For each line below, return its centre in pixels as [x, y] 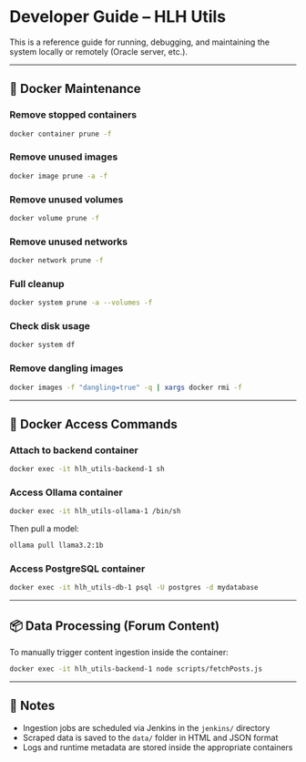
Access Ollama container [66, 492]
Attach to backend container [74, 450]
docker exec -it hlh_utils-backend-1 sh [87, 469]
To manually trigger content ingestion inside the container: [119, 653]
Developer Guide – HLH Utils [118, 17]
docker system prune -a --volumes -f [81, 303]
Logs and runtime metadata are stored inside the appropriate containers [158, 747]
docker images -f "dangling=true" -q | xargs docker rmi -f [126, 387]
